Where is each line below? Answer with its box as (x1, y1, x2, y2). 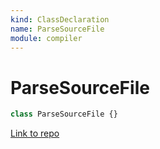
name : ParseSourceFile (10, 24, 105, 34)
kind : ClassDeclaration (10, 14, 110, 25)
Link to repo (10, 127, 60, 140)
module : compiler (10, 33, 83, 43)
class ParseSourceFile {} (10, 109, 118, 120)
